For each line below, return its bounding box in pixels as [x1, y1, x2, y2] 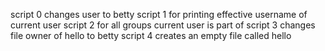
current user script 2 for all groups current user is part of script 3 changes [10, 19, 316, 31]
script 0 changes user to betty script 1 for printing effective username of [10, 9, 308, 20]
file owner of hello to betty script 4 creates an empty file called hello [10, 30, 292, 41]
